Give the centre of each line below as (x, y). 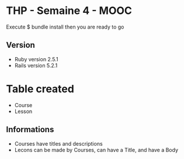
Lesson (23, 111)
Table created (40, 89)
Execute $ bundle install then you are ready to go (65, 27)
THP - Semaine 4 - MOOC (69, 11)
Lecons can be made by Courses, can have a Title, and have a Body (96, 150)
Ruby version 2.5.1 (36, 59)
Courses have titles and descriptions (59, 143)
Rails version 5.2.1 (36, 65)
